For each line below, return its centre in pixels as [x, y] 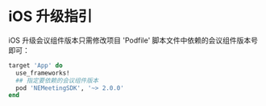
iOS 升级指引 [50, 16]
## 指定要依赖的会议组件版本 [57, 80]
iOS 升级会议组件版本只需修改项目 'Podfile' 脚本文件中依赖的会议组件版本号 [133, 40]
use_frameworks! [43, 73]
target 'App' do [35, 65]
